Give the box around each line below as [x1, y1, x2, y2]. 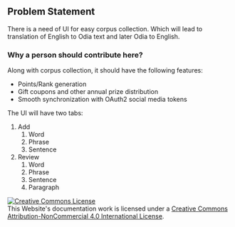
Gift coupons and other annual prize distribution [17, 88, 159, 96]
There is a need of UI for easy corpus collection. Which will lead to [7, 24, 203, 33]
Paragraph [28, 183, 60, 191]
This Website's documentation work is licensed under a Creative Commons [7, 204, 228, 213]
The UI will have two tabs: [7, 109, 83, 117]
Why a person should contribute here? [7, 50, 144, 60]
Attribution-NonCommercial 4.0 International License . [7, 212, 164, 221]
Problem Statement [7, 6, 95, 18]
